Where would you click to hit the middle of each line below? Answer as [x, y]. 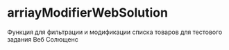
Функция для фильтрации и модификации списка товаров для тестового [115, 32]
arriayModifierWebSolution [88, 13]
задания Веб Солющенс [43, 39]
